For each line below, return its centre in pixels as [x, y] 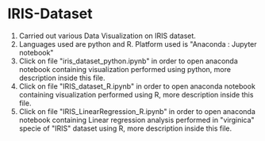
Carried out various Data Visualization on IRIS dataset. [107, 36]
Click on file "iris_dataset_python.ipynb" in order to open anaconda [129, 61]
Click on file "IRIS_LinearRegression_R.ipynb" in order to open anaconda [137, 111]
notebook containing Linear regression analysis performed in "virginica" [136, 120]
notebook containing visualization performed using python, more [125, 69]
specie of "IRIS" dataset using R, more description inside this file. [125, 128]
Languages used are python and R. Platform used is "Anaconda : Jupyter [138, 44]
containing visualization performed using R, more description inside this [136, 94]
